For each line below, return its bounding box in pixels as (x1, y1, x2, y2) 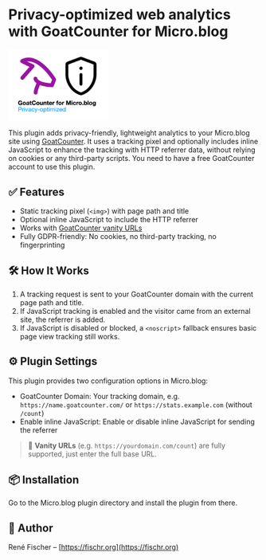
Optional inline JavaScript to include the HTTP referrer (19, 214, 199, 224)
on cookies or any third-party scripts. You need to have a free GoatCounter (8, 154, 255, 163)
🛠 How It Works (8, 264, 90, 278)
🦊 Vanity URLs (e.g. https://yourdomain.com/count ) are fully (27, 441, 225, 450)
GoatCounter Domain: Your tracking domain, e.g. (19, 391, 180, 401)
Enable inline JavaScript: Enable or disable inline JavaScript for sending (19, 417, 255, 426)
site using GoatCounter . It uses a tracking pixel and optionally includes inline (8, 137, 259, 147)
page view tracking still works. (19, 331, 120, 341)
